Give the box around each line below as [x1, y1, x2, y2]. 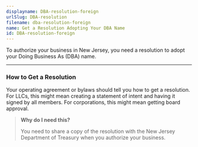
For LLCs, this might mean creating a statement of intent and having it [6, 92, 176, 100]
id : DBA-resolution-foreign [6, 31, 75, 36]
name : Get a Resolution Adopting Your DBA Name [6, 25, 126, 31]
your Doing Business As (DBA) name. [6, 53, 97, 60]
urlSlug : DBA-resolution [6, 14, 67, 20]
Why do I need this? [20, 116, 71, 123]
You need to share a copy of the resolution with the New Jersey [20, 128, 176, 135]
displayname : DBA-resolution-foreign [6, 8, 99, 15]
